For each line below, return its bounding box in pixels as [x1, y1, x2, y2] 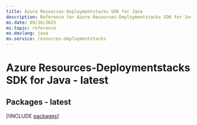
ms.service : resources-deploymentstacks [6, 36, 107, 42]
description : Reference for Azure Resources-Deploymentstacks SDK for [6, 14, 182, 20]
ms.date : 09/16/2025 [6, 19, 57, 25]
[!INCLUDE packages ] [6, 113, 59, 119]
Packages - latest [6, 97, 72, 107]
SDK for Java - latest [6, 74, 108, 87]
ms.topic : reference [6, 25, 57, 31]
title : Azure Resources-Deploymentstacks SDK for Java [6, 8, 143, 15]
